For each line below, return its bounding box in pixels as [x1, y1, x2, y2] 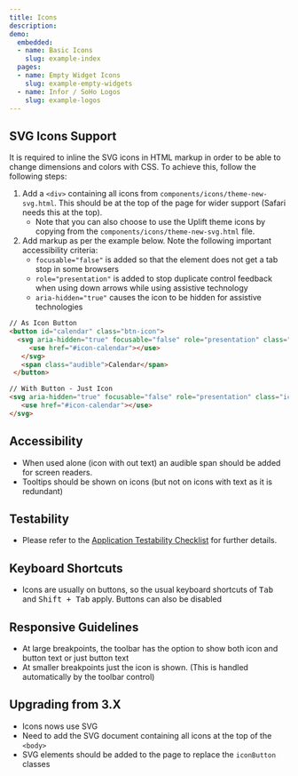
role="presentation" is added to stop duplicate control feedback [35, 273, 273, 284]
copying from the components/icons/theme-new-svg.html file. [35, 226, 255, 236]
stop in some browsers [35, 264, 120, 275]
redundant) [21, 485, 64, 496]
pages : [17, 63, 42, 72]
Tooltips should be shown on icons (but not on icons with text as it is [21, 476, 273, 487]
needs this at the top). [21, 207, 103, 218]
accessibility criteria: [21, 245, 98, 256]
